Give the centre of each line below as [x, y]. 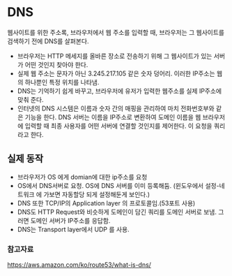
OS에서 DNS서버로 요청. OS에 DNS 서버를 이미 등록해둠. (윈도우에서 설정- [118, 185]
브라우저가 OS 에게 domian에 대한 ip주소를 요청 [82, 177]
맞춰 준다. [30, 99]
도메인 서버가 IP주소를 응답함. [70, 220]
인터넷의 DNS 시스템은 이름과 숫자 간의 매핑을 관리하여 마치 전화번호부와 [116, 108]
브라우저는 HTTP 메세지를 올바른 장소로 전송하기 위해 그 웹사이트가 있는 [115, 56]
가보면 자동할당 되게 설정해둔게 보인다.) [97, 194]
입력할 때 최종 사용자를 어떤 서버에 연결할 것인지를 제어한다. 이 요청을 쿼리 [125, 126]
